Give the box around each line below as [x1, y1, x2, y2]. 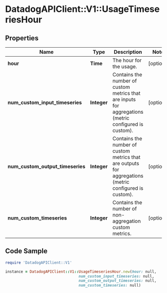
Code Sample [5, 247, 48, 255]
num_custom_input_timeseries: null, [79, 274, 155, 279]
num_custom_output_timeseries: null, [79, 278, 157, 284]
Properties [5, 34, 39, 42]
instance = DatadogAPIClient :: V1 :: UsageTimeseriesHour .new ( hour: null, [5, 269, 157, 274]
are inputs [112, 96, 136, 103]
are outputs [112, 160, 139, 167]
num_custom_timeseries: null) [79, 283, 141, 288]
